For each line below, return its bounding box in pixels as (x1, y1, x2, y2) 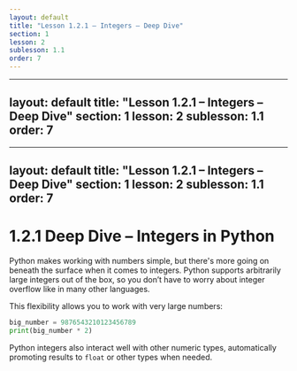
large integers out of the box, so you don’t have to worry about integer (9, 274, 265, 285)
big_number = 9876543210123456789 (9, 318, 137, 328)
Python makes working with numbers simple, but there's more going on (9, 256, 270, 267)
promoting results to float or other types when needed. (9, 352, 213, 362)
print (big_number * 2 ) (9, 327, 93, 336)
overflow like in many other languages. (9, 284, 150, 295)
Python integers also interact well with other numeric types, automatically (9, 342, 277, 352)
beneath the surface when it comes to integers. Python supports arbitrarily (9, 265, 281, 275)
